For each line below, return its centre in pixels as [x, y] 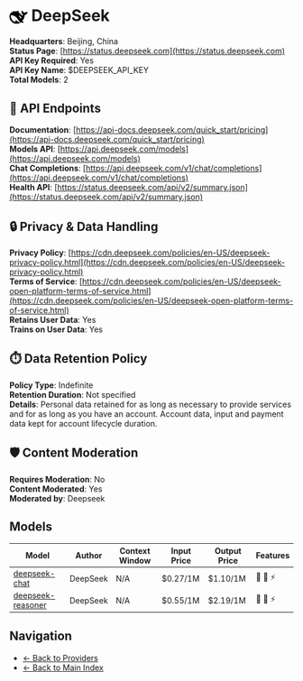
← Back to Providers [60, 658]
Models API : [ [35, 149]
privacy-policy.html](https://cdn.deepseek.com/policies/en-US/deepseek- [147, 262]
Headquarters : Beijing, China [64, 41]
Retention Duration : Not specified [73, 394]
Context [135, 550]
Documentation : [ [43, 130]
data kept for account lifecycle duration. [83, 423]
